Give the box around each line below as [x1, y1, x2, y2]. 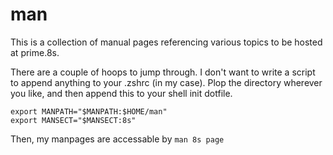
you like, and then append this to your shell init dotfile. [10, 87, 233, 99]
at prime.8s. [10, 46, 60, 58]
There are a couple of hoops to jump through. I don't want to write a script [10, 66, 316, 78]
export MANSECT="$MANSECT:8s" [10, 115, 137, 125]
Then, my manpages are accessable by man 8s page [10, 133, 225, 145]
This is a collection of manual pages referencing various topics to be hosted [10, 36, 323, 48]
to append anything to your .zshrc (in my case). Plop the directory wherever [10, 76, 323, 88]
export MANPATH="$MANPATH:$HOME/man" [10, 106, 168, 117]
